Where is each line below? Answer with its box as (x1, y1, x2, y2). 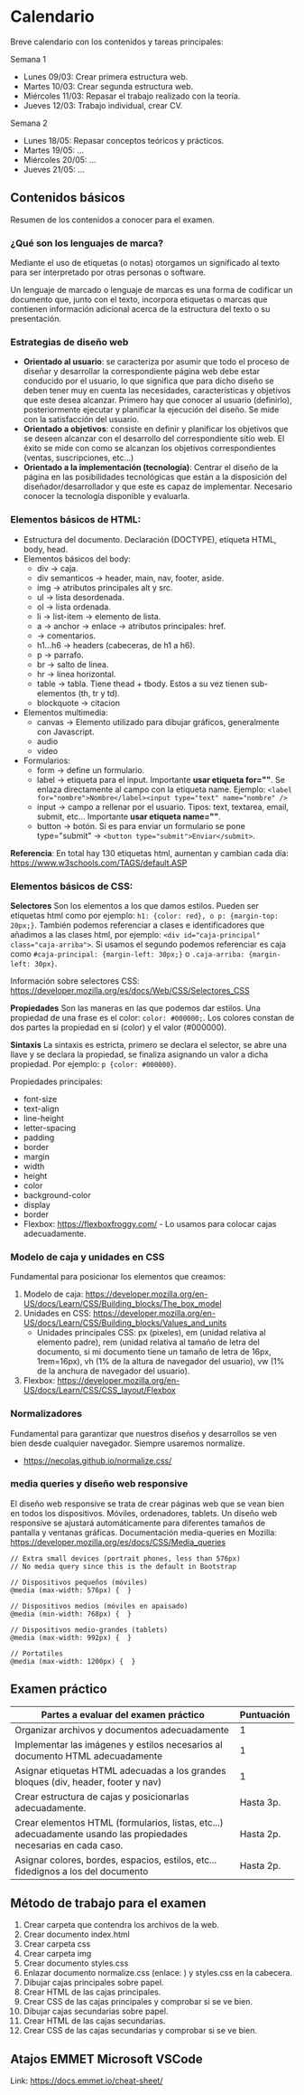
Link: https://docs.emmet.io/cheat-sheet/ (10, 2075, 163, 2086)
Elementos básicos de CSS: (10, 880, 134, 892)
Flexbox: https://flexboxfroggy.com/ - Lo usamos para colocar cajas (23, 1218, 277, 1229)
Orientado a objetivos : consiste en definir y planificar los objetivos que (23, 423, 289, 435)
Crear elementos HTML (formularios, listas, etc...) (14, 1816, 224, 1828)
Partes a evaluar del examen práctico (41, 1708, 206, 1721)
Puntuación (239, 1708, 290, 1721)
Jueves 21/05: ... (23, 164, 85, 175)
